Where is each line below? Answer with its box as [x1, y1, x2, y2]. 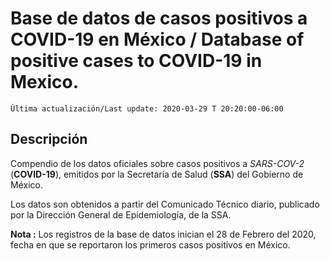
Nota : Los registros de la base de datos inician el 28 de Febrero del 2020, [10, 228, 317, 240]
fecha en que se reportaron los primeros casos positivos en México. [10, 238, 291, 251]
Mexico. [10, 71, 80, 94]
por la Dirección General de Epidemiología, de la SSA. [10, 208, 232, 221]
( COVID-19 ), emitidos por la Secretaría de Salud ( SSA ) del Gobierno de [10, 168, 304, 180]
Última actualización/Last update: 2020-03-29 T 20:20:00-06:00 [10, 103, 284, 114]
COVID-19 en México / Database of [10, 28, 305, 51]
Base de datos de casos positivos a [10, 7, 308, 30]
